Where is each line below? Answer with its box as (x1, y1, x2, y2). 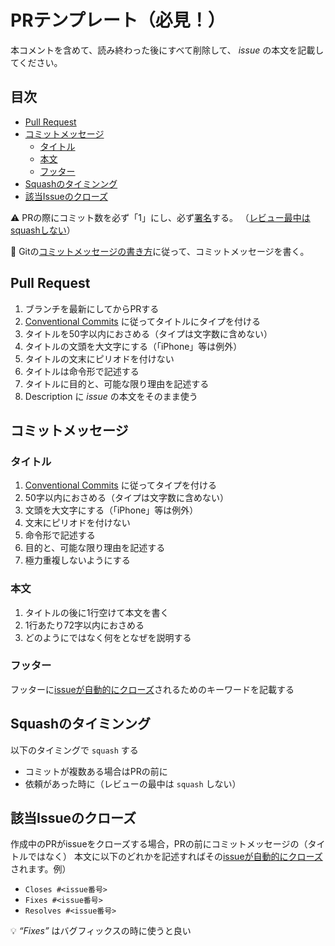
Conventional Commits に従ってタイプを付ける (24, 479, 217, 491)
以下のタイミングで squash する (10, 744, 139, 756)
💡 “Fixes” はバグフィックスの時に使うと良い (10, 925, 192, 937)
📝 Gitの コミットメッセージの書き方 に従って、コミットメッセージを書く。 (10, 245, 310, 257)
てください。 (10, 56, 63, 68)
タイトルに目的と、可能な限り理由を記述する (24, 377, 210, 390)
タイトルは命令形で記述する (24, 365, 140, 377)
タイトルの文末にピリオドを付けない (24, 352, 175, 365)
